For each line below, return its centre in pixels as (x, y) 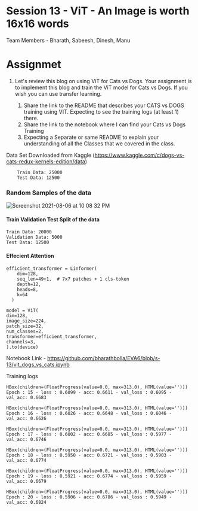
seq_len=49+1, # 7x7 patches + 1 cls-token (73, 279)
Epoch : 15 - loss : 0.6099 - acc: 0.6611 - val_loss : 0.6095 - (89, 392)
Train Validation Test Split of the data (53, 219)
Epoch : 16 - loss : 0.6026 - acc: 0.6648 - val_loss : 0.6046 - (89, 413)
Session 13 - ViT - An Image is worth (98, 11)
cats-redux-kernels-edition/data (46, 161)
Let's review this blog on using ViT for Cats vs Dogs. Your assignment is (103, 81)
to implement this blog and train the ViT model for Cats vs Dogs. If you (101, 87)
